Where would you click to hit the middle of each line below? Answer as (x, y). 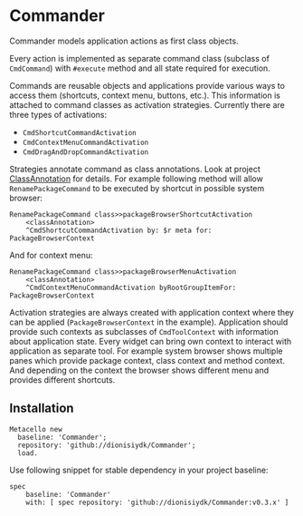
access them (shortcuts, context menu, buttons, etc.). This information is (145, 95)
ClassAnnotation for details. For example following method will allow (137, 179)
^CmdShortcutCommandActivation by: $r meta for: (119, 230)
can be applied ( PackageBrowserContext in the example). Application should (149, 322)
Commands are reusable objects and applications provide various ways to (147, 85)
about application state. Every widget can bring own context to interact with (151, 341)
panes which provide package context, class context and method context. (147, 360)
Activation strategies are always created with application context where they (151, 312)
